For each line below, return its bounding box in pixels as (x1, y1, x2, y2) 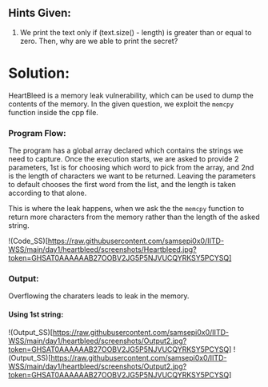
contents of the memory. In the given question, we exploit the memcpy (8, 99, 234, 109)
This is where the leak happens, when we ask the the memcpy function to (8, 204, 245, 213)
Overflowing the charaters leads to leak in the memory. (8, 291, 190, 301)
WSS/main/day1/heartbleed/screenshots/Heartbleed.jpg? (8, 245, 198, 254)
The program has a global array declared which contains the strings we (8, 146, 244, 155)
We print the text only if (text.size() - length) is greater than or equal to (19, 27, 252, 37)
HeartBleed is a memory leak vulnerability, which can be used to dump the (8, 90, 254, 100)
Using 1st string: (8, 309, 64, 319)
